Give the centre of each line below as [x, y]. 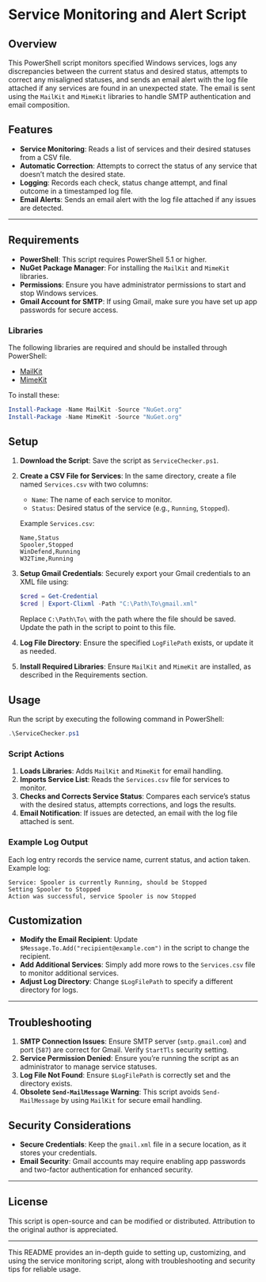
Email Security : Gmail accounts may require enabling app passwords [133, 1161]
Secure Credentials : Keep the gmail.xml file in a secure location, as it [133, 1144]
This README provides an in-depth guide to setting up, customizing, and [127, 1252]
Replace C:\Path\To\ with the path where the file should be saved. [127, 619]
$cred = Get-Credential [59, 597]
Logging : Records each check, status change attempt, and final [123, 182]
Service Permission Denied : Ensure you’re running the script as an [129, 1059]
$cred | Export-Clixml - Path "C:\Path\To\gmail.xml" [108, 604]
